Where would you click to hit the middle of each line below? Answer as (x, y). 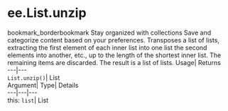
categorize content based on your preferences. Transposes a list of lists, (114, 40)
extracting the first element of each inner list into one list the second (107, 47)
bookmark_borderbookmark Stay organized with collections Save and (109, 33)
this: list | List (28, 100)
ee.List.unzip (47, 13)
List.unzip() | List (34, 77)
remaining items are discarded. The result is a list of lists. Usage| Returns (114, 62)
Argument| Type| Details (43, 85)
